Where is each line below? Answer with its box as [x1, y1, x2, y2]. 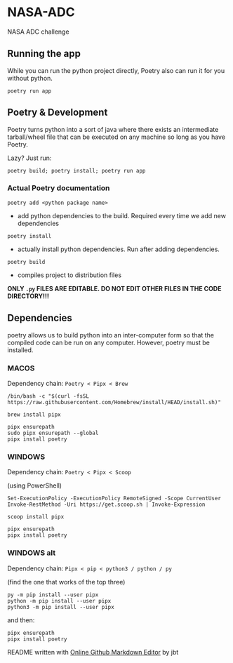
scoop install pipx [7, 514, 65, 521]
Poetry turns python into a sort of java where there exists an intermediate [7, 125, 219, 133]
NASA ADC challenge [7, 27, 69, 36]
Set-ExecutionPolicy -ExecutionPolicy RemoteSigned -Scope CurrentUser [7, 495, 221, 502]
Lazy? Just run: [7, 154, 52, 162]
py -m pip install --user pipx [7, 591, 99, 598]
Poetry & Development [7, 107, 108, 119]
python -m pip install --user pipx [7, 597, 112, 604]
